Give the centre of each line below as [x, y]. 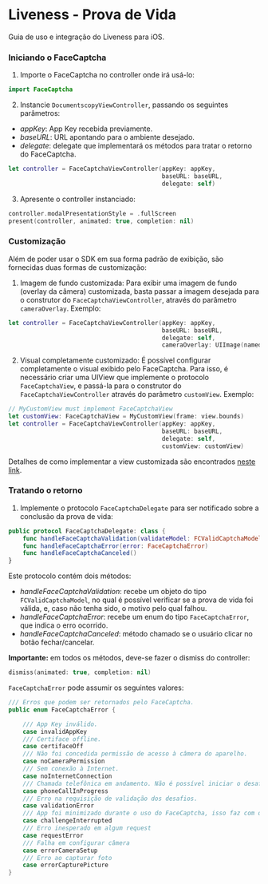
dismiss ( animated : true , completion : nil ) [80, 672]
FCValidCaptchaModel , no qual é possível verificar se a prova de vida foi [136, 600]
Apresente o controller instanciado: [77, 199]
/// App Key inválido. [60, 724]
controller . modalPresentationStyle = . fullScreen [93, 213]
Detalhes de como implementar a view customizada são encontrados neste [132, 462]
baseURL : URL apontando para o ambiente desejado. [107, 137]
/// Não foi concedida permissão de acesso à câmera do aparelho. [135, 754]
